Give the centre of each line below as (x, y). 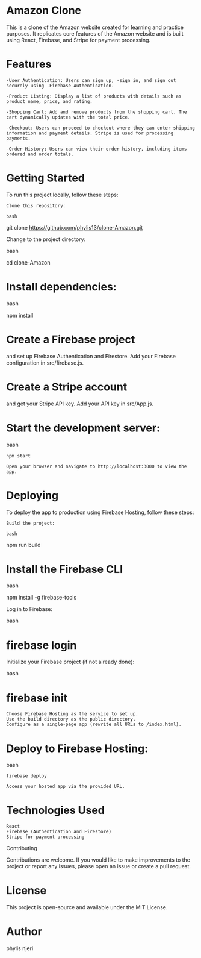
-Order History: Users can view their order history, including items (97, 149)
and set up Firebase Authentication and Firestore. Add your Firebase (91, 356)
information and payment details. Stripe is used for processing (90, 133)
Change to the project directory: (46, 239)
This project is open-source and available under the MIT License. (87, 907)
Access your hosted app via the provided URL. (66, 787)
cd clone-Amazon (28, 262)
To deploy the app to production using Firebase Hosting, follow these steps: (100, 512)
